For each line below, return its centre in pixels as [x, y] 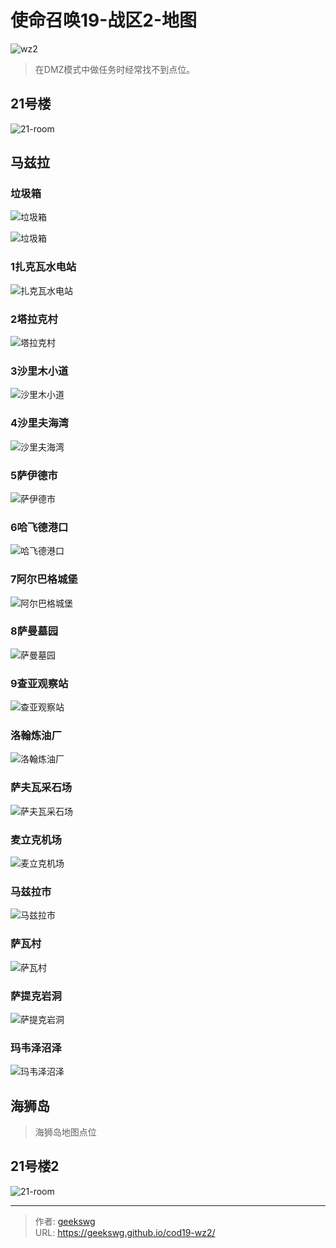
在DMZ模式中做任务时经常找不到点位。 [115, 69]
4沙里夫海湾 [39, 423]
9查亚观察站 [39, 683]
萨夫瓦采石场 [41, 788]
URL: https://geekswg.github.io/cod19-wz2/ [125, 1232]
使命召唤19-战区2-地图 [104, 20]
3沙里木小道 [39, 371]
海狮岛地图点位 [65, 1132]
